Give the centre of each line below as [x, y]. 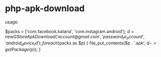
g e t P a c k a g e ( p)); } [23, 49]
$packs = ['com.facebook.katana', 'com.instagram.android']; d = [70, 31]
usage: [12, 22]
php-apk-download [45, 9]
